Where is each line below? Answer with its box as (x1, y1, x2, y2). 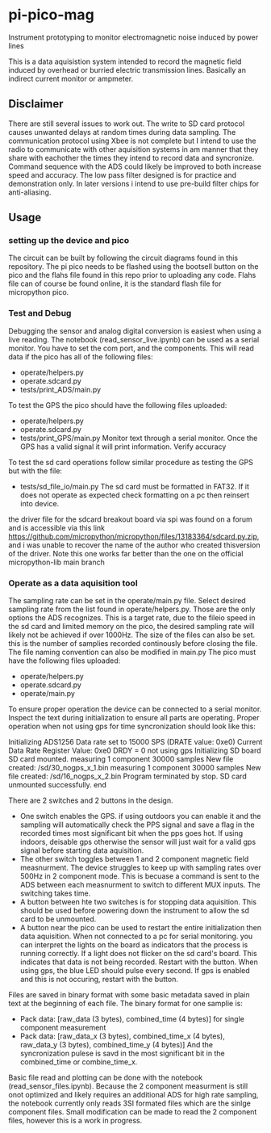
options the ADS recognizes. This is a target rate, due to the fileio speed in (8, 613, 256, 623)
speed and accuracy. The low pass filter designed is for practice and (8, 170, 236, 179)
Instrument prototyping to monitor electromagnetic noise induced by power (8, 32, 259, 42)
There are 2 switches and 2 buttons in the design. (8, 795, 173, 805)
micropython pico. (8, 287, 69, 297)
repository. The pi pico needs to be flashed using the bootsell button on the (8, 262, 259, 271)
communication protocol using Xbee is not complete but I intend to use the (8, 136, 256, 145)
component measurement (19, 1023, 106, 1033)
